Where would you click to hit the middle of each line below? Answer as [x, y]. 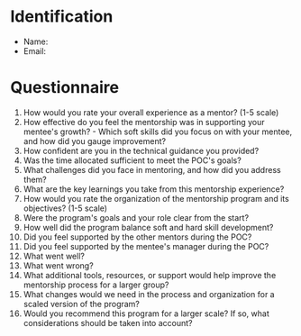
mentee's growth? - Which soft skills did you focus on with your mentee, [158, 132]
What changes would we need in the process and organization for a [149, 294]
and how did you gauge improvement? [94, 141]
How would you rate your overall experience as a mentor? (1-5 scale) [151, 112]
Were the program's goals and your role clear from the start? [136, 217]
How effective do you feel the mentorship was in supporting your [144, 122]
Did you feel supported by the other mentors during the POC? [137, 237]
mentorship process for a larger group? [96, 285]
